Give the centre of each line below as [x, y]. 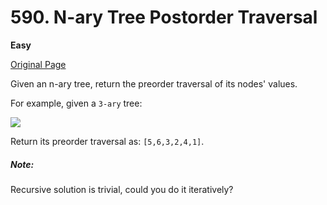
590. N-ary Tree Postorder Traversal [164, 17]
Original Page [38, 64]
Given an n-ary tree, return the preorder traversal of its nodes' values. [154, 83]
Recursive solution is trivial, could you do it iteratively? [122, 189]
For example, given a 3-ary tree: [76, 103]
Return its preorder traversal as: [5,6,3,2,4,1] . [107, 141]
